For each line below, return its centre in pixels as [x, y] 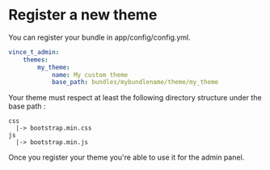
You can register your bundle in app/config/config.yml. [100, 37]
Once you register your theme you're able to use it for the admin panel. [127, 157]
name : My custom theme [90, 74]
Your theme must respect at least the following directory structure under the [135, 98]
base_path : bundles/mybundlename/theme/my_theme [135, 83]
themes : [36, 59]
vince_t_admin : [34, 52]
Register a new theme [83, 15]
